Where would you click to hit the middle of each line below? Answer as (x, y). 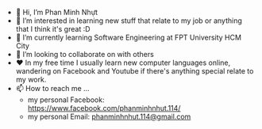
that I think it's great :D (53, 29)
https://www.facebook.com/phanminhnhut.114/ (104, 108)
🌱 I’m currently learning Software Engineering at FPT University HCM (129, 37)
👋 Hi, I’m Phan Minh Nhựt (56, 12)
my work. (31, 80)
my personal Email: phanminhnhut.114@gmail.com (109, 116)
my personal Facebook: (66, 100)
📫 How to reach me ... (52, 88)
